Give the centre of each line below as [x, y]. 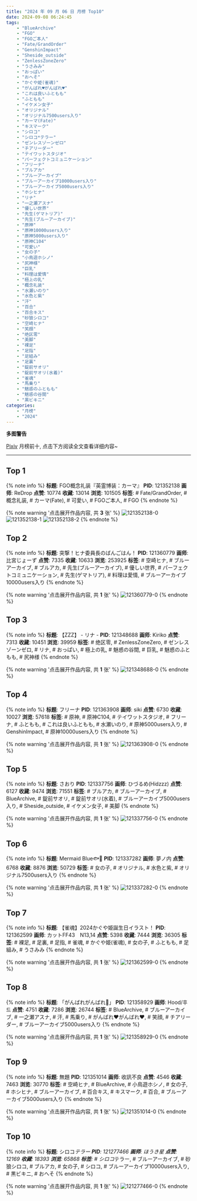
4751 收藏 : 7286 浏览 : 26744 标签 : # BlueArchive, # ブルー [95, 1009]
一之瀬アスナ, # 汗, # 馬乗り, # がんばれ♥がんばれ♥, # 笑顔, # [94, 1017]
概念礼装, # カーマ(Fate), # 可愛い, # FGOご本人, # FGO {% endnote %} [92, 500]
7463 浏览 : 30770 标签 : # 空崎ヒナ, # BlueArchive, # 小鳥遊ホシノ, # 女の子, [97, 1084]
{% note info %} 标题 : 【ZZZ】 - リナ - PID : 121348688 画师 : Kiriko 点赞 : [93, 635]
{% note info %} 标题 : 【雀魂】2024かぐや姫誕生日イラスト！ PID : [86, 928]
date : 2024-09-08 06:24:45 [39, 17]
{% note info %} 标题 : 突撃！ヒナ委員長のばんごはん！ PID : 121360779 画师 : [97, 553]
